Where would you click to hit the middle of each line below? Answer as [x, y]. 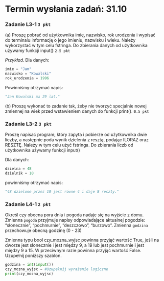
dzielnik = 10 [20, 173]
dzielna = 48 [18, 169]
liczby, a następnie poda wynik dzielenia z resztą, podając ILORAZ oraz [77, 140]
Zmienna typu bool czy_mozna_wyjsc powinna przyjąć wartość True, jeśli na [82, 240]
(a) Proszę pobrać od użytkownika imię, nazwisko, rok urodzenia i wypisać [80, 35]
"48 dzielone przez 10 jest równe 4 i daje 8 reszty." [62, 192]
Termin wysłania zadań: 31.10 [66, 9]
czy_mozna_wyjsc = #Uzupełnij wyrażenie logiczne [57, 269]
